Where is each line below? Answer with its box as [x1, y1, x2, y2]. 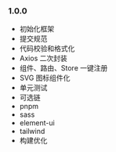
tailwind [19, 127, 45, 136]
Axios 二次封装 [19, 53, 68, 63]
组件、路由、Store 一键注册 [19, 63, 108, 73]
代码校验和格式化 [19, 44, 75, 53]
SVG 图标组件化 [19, 73, 71, 83]
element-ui [19, 118, 55, 128]
